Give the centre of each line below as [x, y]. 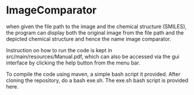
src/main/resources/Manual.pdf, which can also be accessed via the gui [93, 56]
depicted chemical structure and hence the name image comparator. [89, 39]
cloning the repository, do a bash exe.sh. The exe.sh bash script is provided [97, 80]
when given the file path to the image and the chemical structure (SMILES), [96, 26]
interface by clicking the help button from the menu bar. [73, 63]
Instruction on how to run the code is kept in [59, 50]
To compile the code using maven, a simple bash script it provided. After [93, 74]
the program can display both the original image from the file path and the [95, 32]
